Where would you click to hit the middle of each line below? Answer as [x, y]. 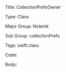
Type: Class [17, 17]
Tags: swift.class [22, 45]
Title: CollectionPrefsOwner [33, 7]
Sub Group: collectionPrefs [33, 36]
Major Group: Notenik [27, 26]
